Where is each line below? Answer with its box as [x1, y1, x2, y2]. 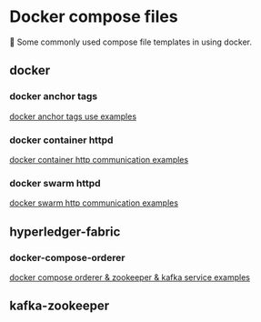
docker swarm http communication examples [9, 197, 179, 208]
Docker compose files [9, 6, 179, 27]
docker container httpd [9, 134, 114, 146]
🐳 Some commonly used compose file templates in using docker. [9, 36, 253, 47]
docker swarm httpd [9, 176, 102, 189]
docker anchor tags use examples [9, 111, 137, 122]
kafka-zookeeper [9, 298, 110, 314]
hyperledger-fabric [9, 224, 121, 239]
